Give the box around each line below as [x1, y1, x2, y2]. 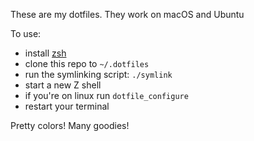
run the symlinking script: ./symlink [24, 69, 173, 80]
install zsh [24, 47, 67, 59]
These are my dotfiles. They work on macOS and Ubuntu [10, 9, 245, 20]
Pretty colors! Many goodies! [10, 120, 130, 131]
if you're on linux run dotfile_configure [24, 90, 189, 101]
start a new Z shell [24, 79, 102, 91]
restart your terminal [24, 100, 110, 112]
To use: [10, 28, 42, 39]
